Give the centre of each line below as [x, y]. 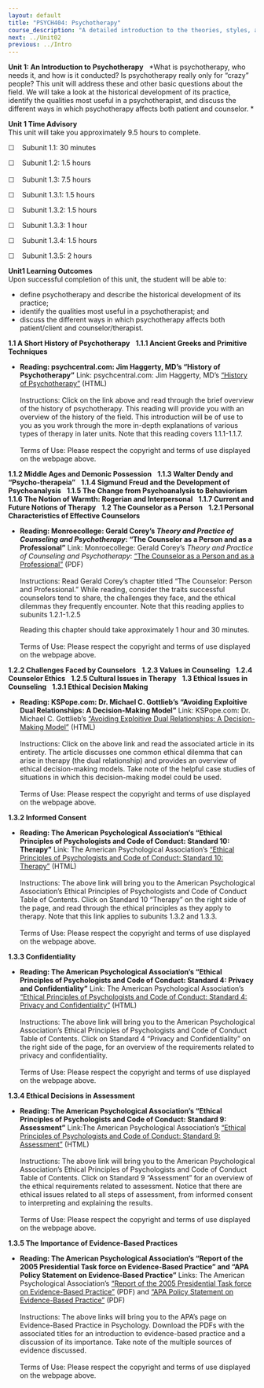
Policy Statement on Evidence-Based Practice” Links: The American [132, 1276]
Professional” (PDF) [51, 565]
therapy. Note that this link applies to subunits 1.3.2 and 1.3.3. [118, 916]
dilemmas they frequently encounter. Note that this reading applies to [132, 606]
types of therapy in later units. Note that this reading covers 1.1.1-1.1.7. [131, 434]
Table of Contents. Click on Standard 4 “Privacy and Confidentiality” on [135, 1039]
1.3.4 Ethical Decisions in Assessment [71, 1096]
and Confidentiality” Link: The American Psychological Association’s [132, 989]
